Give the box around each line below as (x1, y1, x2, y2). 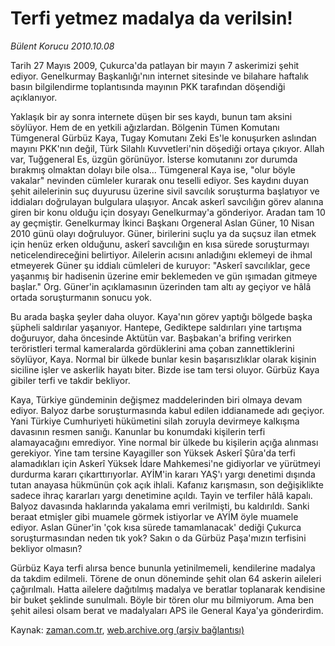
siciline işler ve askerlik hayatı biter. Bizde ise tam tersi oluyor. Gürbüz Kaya (10, 363, 320, 376)
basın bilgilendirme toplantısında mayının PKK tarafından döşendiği (10, 80, 286, 92)
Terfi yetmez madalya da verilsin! (10, 7, 293, 30)
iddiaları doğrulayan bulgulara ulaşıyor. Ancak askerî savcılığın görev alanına (10, 195, 324, 207)
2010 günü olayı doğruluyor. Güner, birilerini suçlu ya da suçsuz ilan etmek (10, 227, 317, 239)
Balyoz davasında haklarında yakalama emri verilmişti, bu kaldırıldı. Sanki (10, 500, 310, 512)
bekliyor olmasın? (10, 542, 83, 554)
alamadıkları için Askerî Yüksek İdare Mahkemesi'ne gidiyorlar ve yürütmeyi (10, 457, 321, 469)
